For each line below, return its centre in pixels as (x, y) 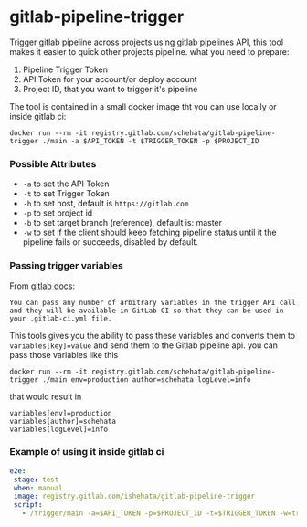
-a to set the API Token (66, 184)
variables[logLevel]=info (58, 429)
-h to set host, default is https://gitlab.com (106, 204)
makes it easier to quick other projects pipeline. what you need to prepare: (149, 51)
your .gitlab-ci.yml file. (61, 318)
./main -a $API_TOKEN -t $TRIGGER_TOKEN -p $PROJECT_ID (151, 141)
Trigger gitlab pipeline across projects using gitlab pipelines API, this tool (147, 42)
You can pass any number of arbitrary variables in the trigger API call (153, 302)
